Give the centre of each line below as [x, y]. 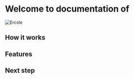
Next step [20, 71]
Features [19, 54]
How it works [25, 38]
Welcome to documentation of [67, 9]
